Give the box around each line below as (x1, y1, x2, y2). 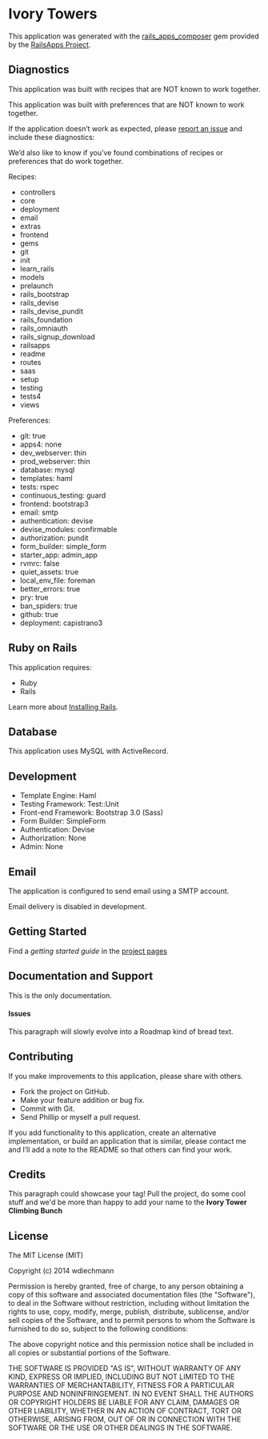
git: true (19, 431, 46, 440)
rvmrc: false (19, 558, 60, 568)
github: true (19, 609, 58, 619)
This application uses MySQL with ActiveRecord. (8, 746, 169, 756)
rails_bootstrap (19, 289, 70, 299)
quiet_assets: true (19, 567, 79, 576)
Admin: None (19, 842, 64, 852)
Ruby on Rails (8, 641, 78, 655)
